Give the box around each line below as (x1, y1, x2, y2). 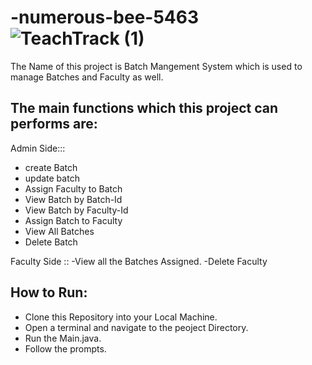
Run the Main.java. (24, 332, 102, 344)
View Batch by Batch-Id (24, 193, 123, 205)
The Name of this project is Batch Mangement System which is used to (10, 60, 303, 72)
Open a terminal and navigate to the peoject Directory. (24, 321, 249, 333)
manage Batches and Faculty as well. (10, 71, 164, 83)
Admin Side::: (10, 142, 66, 154)
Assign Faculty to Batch (24, 182, 123, 195)
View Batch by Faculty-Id (24, 204, 129, 216)
